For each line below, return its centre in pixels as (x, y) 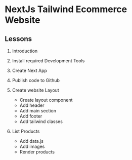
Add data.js (32, 141)
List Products (26, 131)
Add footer (31, 116)
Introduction (25, 51)
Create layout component (46, 100)
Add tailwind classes (41, 122)
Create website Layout (35, 90)
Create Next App (30, 70)
